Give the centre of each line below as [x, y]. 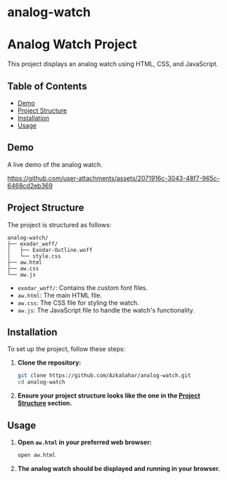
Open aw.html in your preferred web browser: [85, 442]
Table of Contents [47, 86]
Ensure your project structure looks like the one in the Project [109, 396]
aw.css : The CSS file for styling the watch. [78, 303]
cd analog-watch [41, 382]
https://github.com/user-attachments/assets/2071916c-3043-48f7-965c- [113, 178]
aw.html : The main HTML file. [60, 295]
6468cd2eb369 [30, 185]
